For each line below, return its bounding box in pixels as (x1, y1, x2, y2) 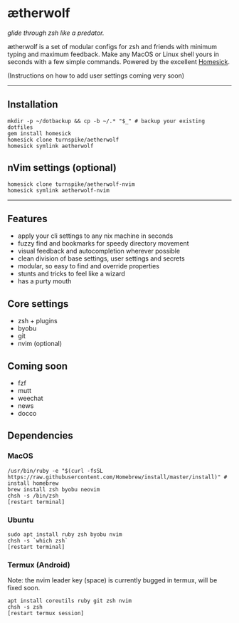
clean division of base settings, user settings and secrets (17, 254, 185, 263)
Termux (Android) (7, 560, 71, 570)
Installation (7, 98, 58, 111)
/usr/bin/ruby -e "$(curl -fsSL (7, 467, 103, 474)
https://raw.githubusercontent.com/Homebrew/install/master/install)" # (7, 473, 228, 481)
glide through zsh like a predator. (7, 28, 105, 37)
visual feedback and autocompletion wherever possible (17, 247, 180, 256)
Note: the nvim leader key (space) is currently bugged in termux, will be (7, 576, 218, 585)
